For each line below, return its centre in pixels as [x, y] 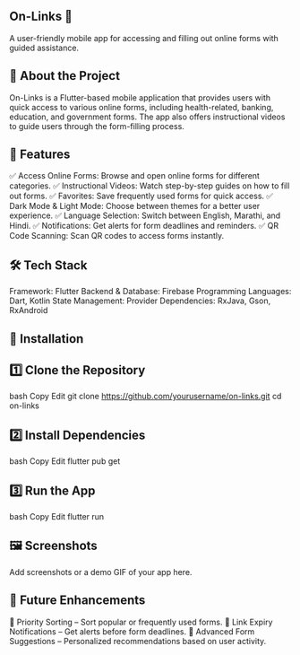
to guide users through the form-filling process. [97, 126]
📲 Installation [47, 339]
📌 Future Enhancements [77, 601]
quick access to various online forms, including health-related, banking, [141, 107]
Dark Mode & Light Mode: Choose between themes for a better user [135, 206]
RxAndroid [29, 310]
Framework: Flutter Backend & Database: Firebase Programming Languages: [150, 292]
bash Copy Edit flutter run [57, 517]
